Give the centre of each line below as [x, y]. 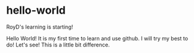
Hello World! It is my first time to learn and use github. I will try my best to [97, 38]
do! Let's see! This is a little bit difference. [58, 45]
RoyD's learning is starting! [40, 27]
